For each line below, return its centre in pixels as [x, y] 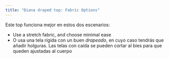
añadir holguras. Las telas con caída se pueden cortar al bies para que [87, 45]
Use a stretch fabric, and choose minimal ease [62, 34]
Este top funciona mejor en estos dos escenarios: [58, 25]
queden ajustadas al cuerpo [42, 51]
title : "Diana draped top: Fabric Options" [53, 10]
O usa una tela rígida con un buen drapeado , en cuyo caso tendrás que [88, 40]
